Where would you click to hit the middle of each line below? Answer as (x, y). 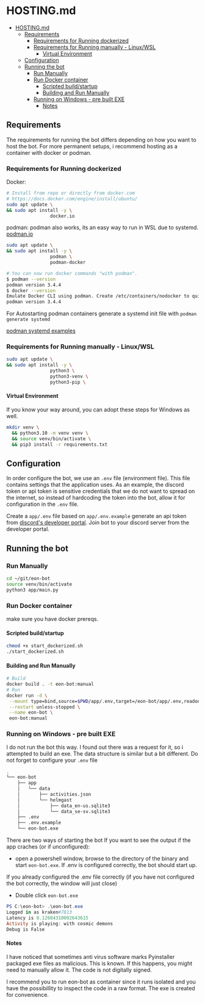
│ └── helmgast (45, 800)
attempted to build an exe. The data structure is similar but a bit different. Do (102, 754)
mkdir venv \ (23, 427)
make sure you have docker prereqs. (52, 618)
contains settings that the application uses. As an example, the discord (95, 485)
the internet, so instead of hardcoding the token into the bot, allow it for (96, 498)
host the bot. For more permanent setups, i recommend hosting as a (92, 146)
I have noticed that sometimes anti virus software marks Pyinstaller (91, 956)
